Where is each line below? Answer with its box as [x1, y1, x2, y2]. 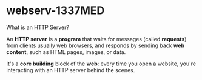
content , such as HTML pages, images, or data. [6, 48, 126, 55]
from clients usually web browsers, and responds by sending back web [6, 42, 185, 49]
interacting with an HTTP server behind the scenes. [6, 66, 135, 73]
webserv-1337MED [6, 4, 105, 18]
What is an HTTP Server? [6, 24, 70, 31]
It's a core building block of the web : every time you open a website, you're [6, 60, 196, 67]
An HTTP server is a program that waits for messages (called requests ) [6, 35, 187, 42]
